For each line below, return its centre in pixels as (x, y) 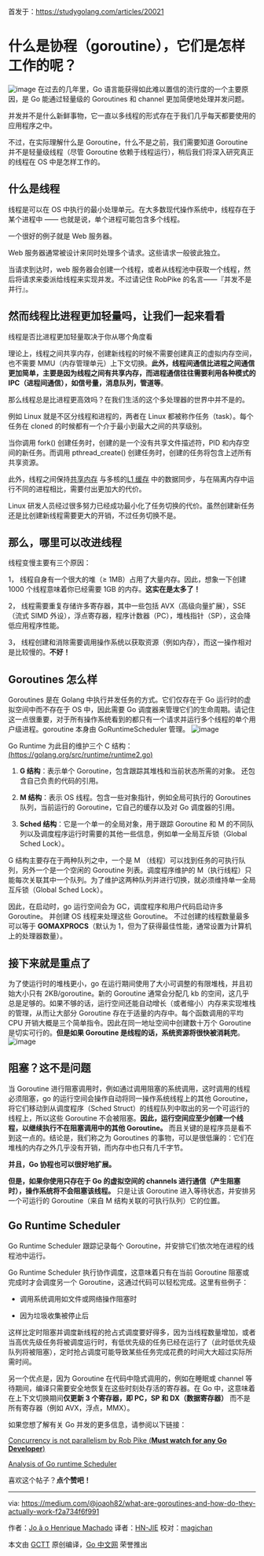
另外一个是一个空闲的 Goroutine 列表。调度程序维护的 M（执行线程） (133, 870)
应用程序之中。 (32, 125)
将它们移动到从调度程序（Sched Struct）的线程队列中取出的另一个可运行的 (129, 1108)
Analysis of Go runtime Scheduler (62, 1463)
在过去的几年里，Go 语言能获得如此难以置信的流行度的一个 (133, 89)
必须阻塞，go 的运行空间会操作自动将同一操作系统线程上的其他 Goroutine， (130, 1098)
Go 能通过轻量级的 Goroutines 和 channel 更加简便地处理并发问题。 (139, 99)
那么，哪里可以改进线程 (65, 542)
